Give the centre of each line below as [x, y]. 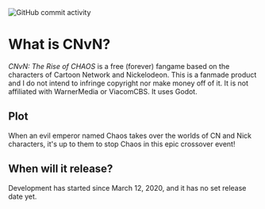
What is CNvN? [60, 45]
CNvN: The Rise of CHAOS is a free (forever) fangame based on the [119, 66]
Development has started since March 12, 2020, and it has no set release [127, 188]
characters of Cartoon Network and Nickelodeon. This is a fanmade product [132, 74]
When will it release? [61, 169]
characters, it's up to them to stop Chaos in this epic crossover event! [122, 144]
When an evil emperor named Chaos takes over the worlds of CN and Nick [130, 135]
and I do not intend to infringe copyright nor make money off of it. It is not [128, 83]
